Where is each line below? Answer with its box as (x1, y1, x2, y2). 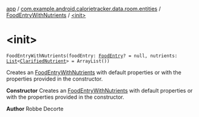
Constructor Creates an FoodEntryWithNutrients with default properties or (6, 87, 193, 94)
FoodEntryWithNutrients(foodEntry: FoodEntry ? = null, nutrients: (6, 53, 178, 59)
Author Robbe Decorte (6, 105, 64, 112)
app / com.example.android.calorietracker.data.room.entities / (6, 5, 161, 12)
